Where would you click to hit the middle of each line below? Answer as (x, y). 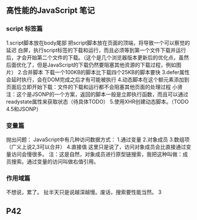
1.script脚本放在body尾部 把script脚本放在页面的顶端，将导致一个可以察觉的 (98, 42)
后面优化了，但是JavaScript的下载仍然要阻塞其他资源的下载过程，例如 (91, 65)
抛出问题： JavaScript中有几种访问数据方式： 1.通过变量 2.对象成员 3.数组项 (98, 139)
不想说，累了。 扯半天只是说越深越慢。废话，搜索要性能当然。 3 (84, 192)
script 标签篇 (24, 29)
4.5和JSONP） (24, 109)
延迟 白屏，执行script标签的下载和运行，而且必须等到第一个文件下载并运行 (96, 50)
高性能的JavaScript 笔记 (51, 11)
